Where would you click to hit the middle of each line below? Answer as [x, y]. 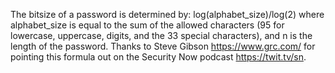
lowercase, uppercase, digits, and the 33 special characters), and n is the [161, 35]
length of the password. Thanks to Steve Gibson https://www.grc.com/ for [163, 46]
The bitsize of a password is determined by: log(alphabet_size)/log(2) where [167, 14]
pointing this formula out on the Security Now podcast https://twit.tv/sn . [158, 57]
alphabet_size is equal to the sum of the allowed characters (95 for [147, 25]
